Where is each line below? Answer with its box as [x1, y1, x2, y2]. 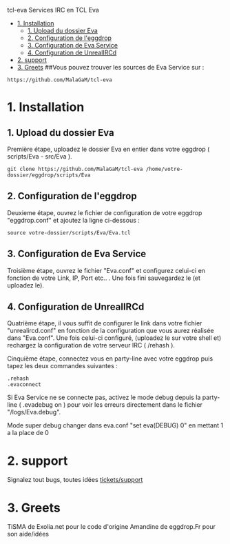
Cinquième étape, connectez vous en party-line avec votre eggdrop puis [7, 354, 213, 363]
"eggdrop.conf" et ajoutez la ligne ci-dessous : [7, 216, 140, 224]
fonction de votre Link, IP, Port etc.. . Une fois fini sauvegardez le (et [7, 274, 201, 282]
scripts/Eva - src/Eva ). [7, 152, 72, 161]
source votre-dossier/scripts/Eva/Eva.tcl [7, 229, 131, 236]
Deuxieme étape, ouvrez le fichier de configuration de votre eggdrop [7, 208, 202, 216]
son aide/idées [7, 530, 50, 538]
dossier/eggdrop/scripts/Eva [7, 172, 91, 179]
